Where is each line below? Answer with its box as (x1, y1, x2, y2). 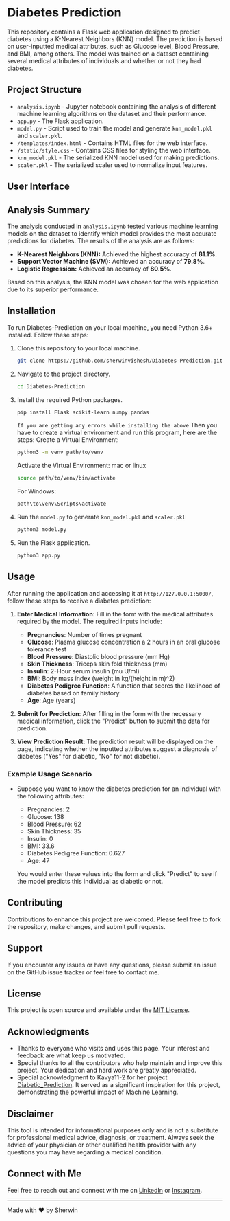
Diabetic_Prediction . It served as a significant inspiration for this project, (16, 1081, 220, 1089)
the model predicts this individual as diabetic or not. (16, 877, 164, 885)
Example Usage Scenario (7, 769, 92, 778)
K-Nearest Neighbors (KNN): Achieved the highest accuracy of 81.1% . (16, 249, 218, 258)
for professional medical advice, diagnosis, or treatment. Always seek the (7, 1133, 214, 1141)
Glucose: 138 (27, 812, 64, 820)
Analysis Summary (7, 204, 90, 216)
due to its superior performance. (7, 285, 99, 293)
